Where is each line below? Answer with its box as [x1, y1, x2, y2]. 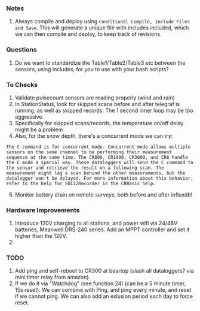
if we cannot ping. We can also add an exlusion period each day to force [14, 292, 193, 300]
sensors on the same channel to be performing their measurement [6, 149, 172, 155]
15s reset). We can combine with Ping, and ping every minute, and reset [14, 286, 192, 294]
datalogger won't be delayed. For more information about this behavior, [6, 175, 194, 181]
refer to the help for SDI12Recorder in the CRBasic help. [6, 180, 156, 186]
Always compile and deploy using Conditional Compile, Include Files [14, 18, 190, 25]
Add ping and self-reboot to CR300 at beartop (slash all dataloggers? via [14, 267, 194, 274]
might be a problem [14, 126, 63, 133]
